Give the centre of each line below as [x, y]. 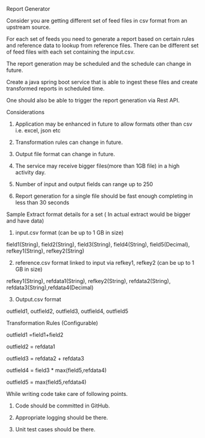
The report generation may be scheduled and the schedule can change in [99, 64]
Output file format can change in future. [65, 154]
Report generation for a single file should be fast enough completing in [104, 196]
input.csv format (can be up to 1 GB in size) [69, 232]
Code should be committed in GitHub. [63, 406]
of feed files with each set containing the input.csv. [71, 52]
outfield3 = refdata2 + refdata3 [45, 358]
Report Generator [28, 9]
